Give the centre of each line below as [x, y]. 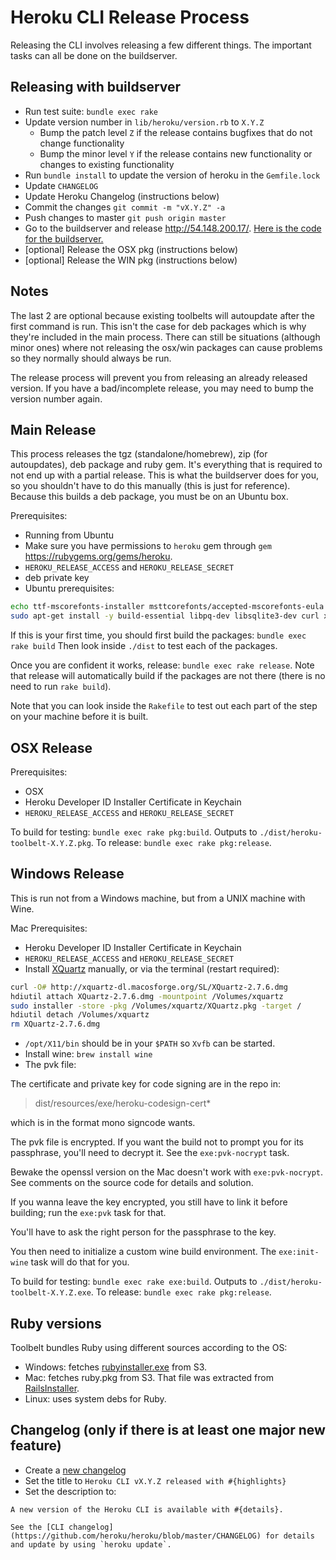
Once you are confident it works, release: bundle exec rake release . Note [162, 665]
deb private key [57, 578]
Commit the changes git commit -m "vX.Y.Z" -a [125, 207]
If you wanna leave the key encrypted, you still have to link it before [149, 1202]
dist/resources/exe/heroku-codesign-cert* [123, 1103]
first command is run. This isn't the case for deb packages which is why [158, 326]
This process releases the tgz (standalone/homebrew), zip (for [139, 454]
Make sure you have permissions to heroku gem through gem [148, 546]
